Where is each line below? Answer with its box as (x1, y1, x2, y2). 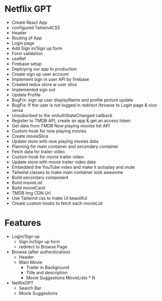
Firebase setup (11, 61, 42, 67)
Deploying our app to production (11, 66, 77, 71)
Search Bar (18, 285, 42, 291)
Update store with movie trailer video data (11, 159, 96, 165)
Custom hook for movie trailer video (11, 154, 84, 159)
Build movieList (11, 179, 42, 185)
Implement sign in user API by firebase (11, 76, 90, 82)
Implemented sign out (11, 87, 55, 92)
